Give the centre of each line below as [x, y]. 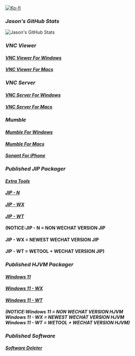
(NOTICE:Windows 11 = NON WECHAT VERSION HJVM [64, 311]
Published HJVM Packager [39, 265]
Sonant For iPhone [26, 156]
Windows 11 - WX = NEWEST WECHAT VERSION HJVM [65, 317]
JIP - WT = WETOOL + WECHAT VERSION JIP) [55, 252]
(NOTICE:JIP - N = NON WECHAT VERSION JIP [55, 228]
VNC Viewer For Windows [33, 58]
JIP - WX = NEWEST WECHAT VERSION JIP [52, 239]
